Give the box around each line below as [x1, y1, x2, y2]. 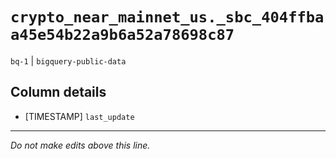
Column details [10, 84, 107, 101]
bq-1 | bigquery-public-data [10, 54, 127, 67]
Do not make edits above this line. [10, 139, 151, 151]
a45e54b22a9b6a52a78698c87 [10, 26, 235, 45]
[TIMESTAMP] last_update [24, 110, 135, 122]
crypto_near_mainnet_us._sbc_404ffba [10, 8, 325, 27]
